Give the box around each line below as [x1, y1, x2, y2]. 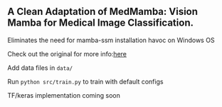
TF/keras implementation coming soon [7, 91, 121, 99]
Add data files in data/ [7, 63, 73, 72]
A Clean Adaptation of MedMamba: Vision [7, 6, 198, 18]
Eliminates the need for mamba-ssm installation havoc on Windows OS [7, 36, 215, 44]
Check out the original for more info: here [7, 49, 127, 58]
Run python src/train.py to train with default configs [7, 77, 164, 86]
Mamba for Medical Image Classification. [7, 17, 194, 29]
